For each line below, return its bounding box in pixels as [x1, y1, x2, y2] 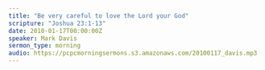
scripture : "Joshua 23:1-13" [8, 19, 106, 27]
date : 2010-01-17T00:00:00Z [8, 27, 103, 35]
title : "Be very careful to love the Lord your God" [8, 11, 189, 20]
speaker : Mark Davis [8, 34, 78, 43]
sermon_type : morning [8, 42, 81, 50]
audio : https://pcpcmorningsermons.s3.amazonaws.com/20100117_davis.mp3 [8, 49, 258, 57]
